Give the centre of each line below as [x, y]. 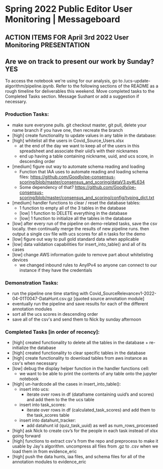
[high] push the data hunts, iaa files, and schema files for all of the [78, 457]
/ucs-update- [137, 81]
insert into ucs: [34, 389]
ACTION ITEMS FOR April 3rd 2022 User [67, 37]
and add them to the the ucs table [61, 400]
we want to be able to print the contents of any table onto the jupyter [88, 374]
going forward [26, 436]
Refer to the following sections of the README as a [107, 86]
